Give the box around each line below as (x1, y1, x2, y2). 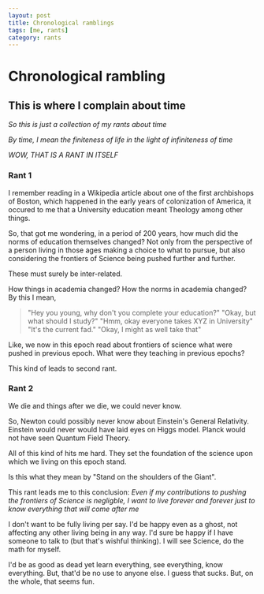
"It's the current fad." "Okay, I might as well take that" (27, 324, 202, 334)
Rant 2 (8, 383, 34, 394)
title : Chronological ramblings (8, 19, 114, 27)
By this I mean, (8, 293, 57, 302)
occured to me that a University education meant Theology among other (8, 204, 243, 214)
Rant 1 (8, 170, 32, 181)
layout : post (8, 11, 51, 20)
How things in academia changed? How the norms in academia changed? (8, 284, 247, 293)
